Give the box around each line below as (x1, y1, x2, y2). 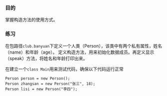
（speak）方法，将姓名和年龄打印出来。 (5, 55, 88, 61)
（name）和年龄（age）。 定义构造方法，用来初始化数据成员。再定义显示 (5, 49, 155, 55)
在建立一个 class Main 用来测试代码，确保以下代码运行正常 (5, 66, 124, 72)
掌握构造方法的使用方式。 (5, 16, 58, 23)
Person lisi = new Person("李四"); (5, 86, 78, 91)
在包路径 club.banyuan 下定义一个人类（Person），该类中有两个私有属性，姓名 (5, 42, 163, 48)
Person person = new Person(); (5, 76, 70, 81)
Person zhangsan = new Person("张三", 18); (5, 81, 96, 86)
